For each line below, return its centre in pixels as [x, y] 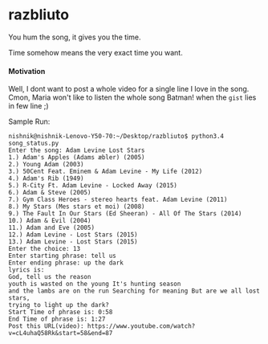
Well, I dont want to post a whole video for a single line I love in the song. [129, 89]
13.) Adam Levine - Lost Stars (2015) [73, 242]
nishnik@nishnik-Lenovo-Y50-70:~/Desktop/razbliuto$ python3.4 [116, 137]
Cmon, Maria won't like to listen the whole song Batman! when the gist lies [132, 97]
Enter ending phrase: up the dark [66, 263]
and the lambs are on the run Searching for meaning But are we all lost [134, 291]
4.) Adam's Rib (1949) [46, 178]
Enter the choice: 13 [45, 249]
